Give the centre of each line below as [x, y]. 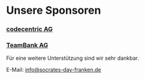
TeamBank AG [27, 45]
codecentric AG [29, 29]
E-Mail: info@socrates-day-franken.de [54, 70]
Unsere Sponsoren [54, 10]
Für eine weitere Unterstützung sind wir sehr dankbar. [72, 58]
